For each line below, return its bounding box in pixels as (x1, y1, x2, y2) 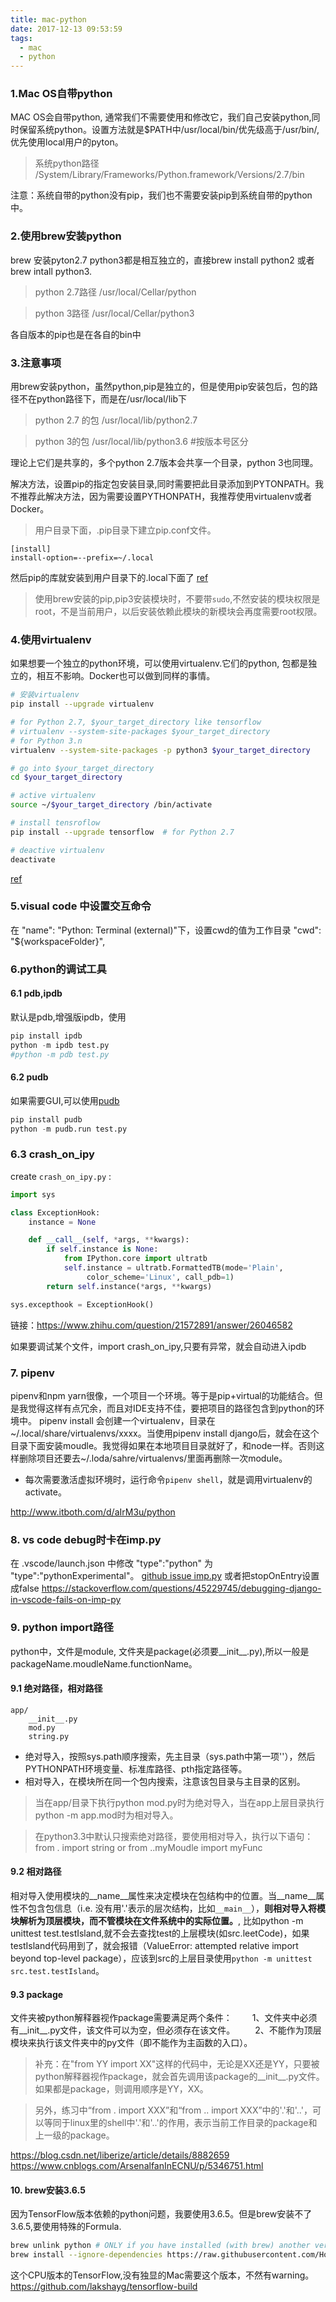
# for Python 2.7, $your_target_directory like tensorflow (10, 717, 262, 728)
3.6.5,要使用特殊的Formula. (10, 2221, 122, 2233)
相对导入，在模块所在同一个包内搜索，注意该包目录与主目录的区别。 (24, 1775, 306, 1787)
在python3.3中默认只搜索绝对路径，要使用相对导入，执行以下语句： (34, 1830, 314, 1842)
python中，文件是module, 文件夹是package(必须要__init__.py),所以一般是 (10, 1645, 310, 1657)
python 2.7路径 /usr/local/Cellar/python (34, 286, 197, 298)
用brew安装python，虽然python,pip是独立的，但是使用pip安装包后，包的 (10, 381, 310, 393)
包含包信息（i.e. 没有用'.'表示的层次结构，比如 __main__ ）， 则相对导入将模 (27, 1902, 326, 1914)
